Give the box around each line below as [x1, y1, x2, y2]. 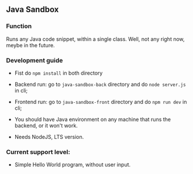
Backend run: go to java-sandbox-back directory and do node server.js [14, 81, 186, 88]
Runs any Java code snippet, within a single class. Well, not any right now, [6, 35, 185, 43]
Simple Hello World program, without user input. [14, 161, 131, 168]
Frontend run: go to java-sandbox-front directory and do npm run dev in [14, 98, 187, 105]
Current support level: [6, 148, 71, 156]
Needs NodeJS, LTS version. [14, 133, 84, 140]
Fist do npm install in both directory [14, 69, 103, 76]
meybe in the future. [6, 41, 55, 48]
